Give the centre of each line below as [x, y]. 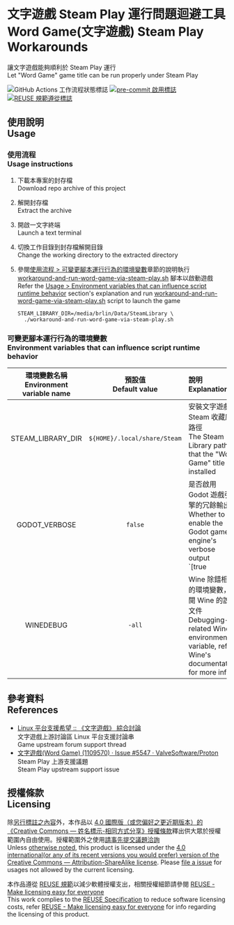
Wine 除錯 [205, 579]
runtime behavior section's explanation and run [85, 293]
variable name [46, 393]
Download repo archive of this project [71, 188]
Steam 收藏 [207, 417]
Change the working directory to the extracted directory [98, 255]
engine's [203, 540]
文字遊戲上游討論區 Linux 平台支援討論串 [76, 737]
